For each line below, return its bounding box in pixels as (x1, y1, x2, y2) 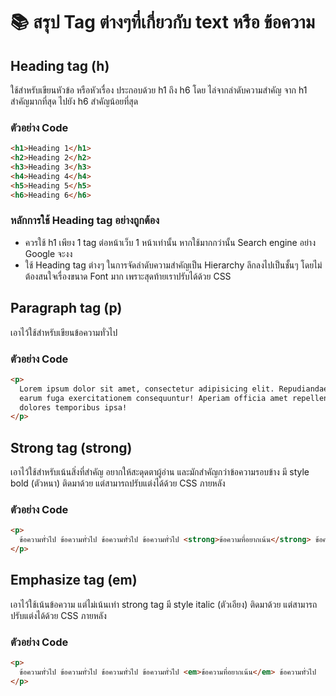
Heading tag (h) (10, 57, 110, 74)
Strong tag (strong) (10, 439, 133, 456)
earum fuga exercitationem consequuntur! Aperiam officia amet (19, 393, 288, 403)
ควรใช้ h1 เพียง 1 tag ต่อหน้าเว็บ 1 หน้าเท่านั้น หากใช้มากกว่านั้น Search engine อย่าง (24, 236, 316, 248)
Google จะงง (24, 247, 73, 259)
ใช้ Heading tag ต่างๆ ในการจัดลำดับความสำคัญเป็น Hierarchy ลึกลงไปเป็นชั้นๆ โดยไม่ (24, 259, 323, 271)
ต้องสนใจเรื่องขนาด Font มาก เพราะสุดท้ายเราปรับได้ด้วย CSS (24, 270, 232, 282)
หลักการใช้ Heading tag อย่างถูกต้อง (10, 214, 160, 228)
